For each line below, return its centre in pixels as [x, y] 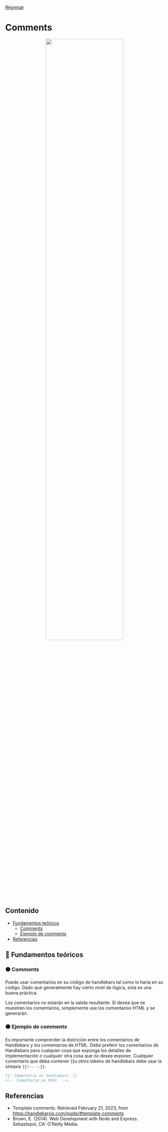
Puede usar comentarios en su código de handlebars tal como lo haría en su [84, 982]
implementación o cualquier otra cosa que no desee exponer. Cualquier [79, 1055]
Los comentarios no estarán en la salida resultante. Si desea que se [75, 1003]
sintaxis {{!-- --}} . [26, 1066]
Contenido [22, 911]
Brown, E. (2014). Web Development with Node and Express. [75, 1119]
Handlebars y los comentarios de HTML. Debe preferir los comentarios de [82, 1045]
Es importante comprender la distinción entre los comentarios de [72, 1039]
